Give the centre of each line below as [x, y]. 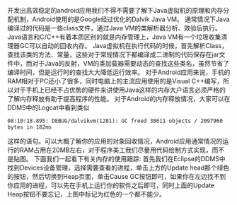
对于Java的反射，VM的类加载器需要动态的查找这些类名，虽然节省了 [131, 63]
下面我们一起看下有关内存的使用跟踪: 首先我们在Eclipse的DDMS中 [130, 159]
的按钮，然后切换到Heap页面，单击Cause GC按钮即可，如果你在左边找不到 [117, 176]
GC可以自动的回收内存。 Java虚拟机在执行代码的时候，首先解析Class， [124, 46]
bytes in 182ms [30, 127]
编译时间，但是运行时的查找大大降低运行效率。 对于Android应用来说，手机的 [119, 72]
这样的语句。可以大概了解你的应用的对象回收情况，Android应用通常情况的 [115, 141]
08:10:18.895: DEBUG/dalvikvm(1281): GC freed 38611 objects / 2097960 [115, 121]
